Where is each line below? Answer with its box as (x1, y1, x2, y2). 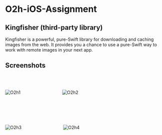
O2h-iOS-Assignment (5, 3, 97, 15)
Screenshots (5, 61, 46, 70)
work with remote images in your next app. (5, 47, 93, 53)
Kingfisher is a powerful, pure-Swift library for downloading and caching (5, 36, 154, 42)
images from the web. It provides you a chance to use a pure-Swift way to (5, 42, 157, 48)
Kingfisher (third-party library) (5, 23, 103, 32)
